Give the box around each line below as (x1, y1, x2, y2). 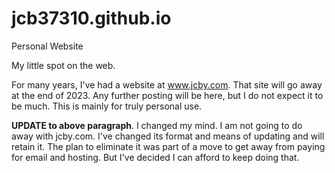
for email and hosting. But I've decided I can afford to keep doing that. (11, 151, 300, 163)
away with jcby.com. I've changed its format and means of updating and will (11, 130, 325, 142)
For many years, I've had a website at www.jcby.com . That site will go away (11, 78, 323, 91)
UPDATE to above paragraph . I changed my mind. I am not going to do (11, 119, 303, 131)
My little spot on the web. (11, 59, 116, 71)
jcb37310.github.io (11, 7, 172, 30)
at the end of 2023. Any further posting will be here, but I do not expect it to (11, 89, 324, 101)
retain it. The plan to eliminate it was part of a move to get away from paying (11, 140, 326, 152)
